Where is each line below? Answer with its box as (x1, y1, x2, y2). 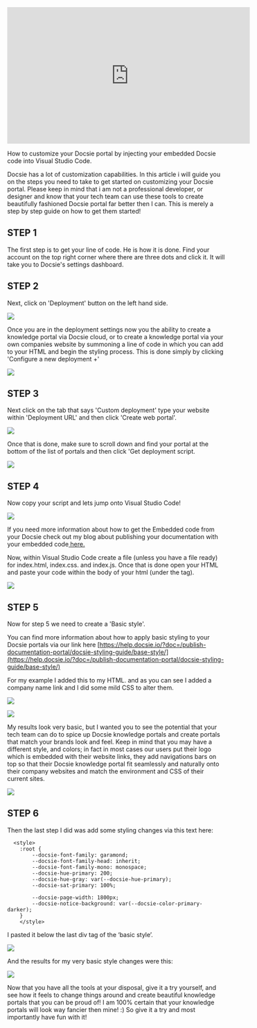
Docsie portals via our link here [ (7, 641, 100, 649)
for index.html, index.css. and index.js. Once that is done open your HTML (7, 561, 219, 569)
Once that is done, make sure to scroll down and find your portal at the (7, 440, 209, 448)
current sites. (7, 775, 45, 783)
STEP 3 (7, 388, 39, 400)
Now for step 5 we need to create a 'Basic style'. (7, 620, 145, 628)
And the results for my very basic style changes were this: (7, 957, 173, 965)
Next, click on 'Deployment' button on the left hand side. (7, 298, 168, 307)
